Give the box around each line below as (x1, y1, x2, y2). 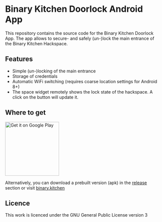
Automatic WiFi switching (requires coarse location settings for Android (12, 78, 158, 84)
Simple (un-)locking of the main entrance (12, 68, 96, 74)
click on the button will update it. (12, 94, 79, 100)
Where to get (5, 108, 46, 117)
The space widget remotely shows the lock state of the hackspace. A (12, 89, 153, 95)
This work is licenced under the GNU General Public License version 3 (5, 212, 148, 218)
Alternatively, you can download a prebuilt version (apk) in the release (5, 180, 147, 186)
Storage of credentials (12, 73, 58, 79)
